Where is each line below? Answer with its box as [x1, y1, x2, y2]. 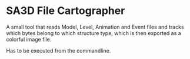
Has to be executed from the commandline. [6, 47, 111, 54]
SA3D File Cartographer [6, 4, 125, 18]
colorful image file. [6, 36, 52, 43]
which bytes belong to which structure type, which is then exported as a [6, 29, 181, 36]
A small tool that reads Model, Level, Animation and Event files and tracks [6, 23, 184, 30]
